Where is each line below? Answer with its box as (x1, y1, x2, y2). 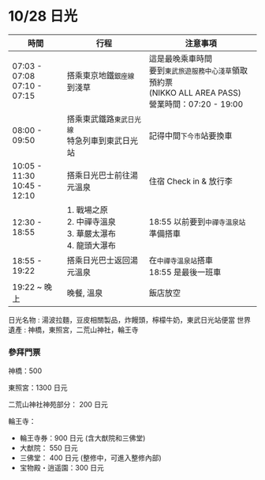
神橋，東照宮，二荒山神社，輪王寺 (27, 325, 139, 334)
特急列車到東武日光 (66, 135, 138, 146)
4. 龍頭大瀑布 (66, 240, 116, 251)
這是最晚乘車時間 (148, 53, 213, 64)
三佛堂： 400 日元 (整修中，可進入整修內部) (19, 453, 162, 463)
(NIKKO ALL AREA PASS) (148, 87, 242, 98)
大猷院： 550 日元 (19, 444, 79, 453)
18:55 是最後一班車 (148, 266, 222, 278)
